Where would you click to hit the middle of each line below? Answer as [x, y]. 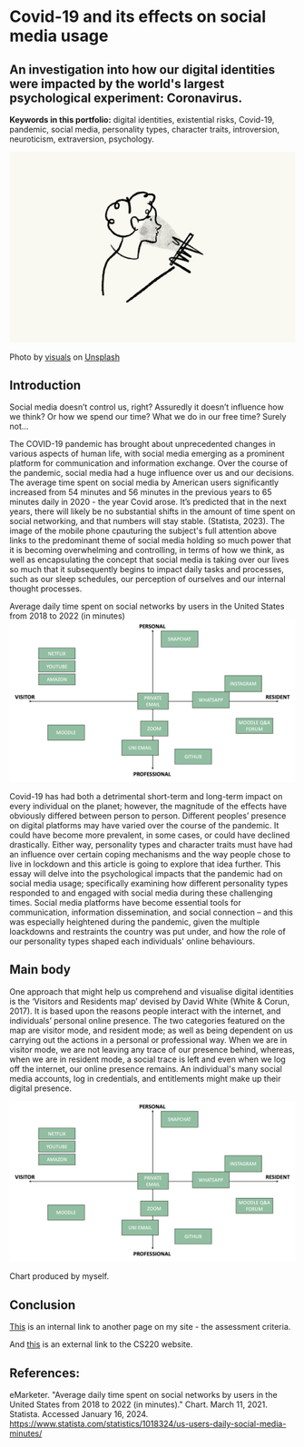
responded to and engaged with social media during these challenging [141, 893]
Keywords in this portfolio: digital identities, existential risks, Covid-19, [142, 119]
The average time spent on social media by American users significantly [144, 482]
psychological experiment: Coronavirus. [126, 98]
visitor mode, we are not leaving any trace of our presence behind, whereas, [152, 1049]
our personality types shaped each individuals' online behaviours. [132, 941]
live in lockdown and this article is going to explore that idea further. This [145, 864]
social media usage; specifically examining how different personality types [149, 883]
